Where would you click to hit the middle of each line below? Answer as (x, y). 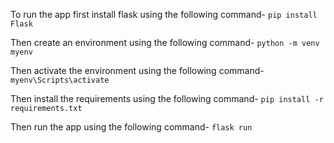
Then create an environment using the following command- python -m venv (165, 42)
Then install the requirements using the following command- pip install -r (167, 98)
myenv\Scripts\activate (60, 80)
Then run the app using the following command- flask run (131, 127)
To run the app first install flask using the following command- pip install (164, 14)
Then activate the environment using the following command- (137, 70)
